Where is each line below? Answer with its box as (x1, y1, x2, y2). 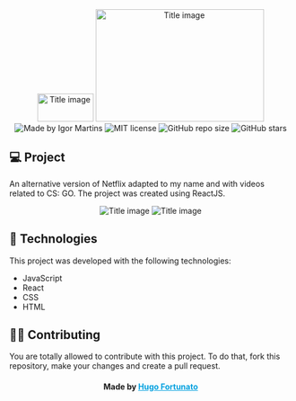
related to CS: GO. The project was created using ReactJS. (9, 188, 226, 199)
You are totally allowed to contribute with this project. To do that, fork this (9, 351, 281, 362)
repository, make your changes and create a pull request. (9, 361, 222, 371)
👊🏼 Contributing (9, 327, 101, 343)
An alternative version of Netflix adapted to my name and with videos (9, 178, 265, 189)
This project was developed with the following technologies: (9, 255, 231, 266)
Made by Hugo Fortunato (102, 381, 199, 392)
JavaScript (22, 272, 63, 283)
